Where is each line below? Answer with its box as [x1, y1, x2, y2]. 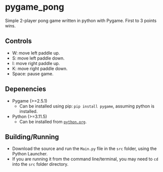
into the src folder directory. [12, 161, 69, 167]
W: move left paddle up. [12, 50, 60, 56]
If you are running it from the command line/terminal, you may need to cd [12, 156, 159, 162]
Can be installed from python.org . [19, 119, 87, 125]
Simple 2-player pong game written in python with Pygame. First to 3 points [5, 18, 157, 23]
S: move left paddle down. [12, 55, 65, 61]
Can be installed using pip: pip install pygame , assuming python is [19, 103, 155, 109]
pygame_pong [5, 1, 64, 13]
